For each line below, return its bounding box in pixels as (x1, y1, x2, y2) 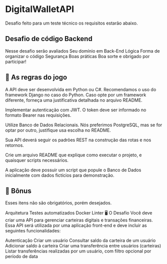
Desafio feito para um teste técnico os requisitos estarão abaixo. (5, 20, 138, 26)
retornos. (5, 142, 24, 148)
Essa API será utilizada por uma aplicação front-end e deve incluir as (5, 222, 147, 228)
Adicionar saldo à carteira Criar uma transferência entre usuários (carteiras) (5, 243, 161, 249)
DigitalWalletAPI (5, 4, 74, 15)
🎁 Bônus (5, 186, 31, 195)
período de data (5, 253, 38, 259)
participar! (5, 59, 26, 65)
